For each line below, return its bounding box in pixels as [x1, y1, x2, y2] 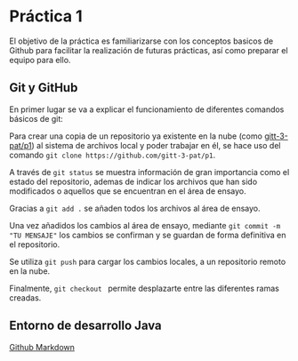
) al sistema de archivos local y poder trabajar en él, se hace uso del [31, 140, 281, 150]
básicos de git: [9, 113, 64, 124]
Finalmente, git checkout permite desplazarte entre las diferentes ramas [9, 283, 280, 293]
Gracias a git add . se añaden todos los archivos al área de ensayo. [9, 203, 261, 213]
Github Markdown [9, 341, 76, 352]
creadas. [9, 292, 42, 303]
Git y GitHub [9, 80, 78, 95]
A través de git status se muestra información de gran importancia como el [9, 166, 290, 177]
